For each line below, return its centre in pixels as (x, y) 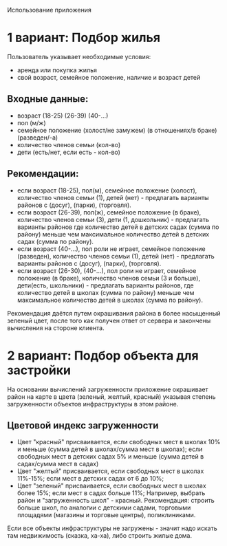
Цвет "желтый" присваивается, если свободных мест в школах (110, 471)
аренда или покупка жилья (57, 70)
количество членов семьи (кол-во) (69, 144)
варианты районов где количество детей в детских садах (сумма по (118, 227)
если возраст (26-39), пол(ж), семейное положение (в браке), (109, 212)
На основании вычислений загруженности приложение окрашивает (108, 389)
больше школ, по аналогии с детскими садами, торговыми (104, 507)
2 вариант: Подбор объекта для (103, 355)
